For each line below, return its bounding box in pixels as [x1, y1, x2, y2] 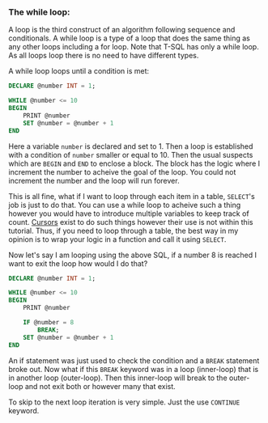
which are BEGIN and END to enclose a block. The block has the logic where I [8, 159, 261, 168]
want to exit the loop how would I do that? [8, 258, 148, 269]
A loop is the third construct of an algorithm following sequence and [8, 25, 236, 35]
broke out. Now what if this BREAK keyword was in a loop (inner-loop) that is [8, 364, 259, 374]
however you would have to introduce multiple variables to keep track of [8, 209, 249, 218]
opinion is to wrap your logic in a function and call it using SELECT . [8, 234, 227, 244]
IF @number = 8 [23, 319, 74, 327]
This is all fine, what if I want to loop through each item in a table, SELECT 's [8, 191, 255, 201]
